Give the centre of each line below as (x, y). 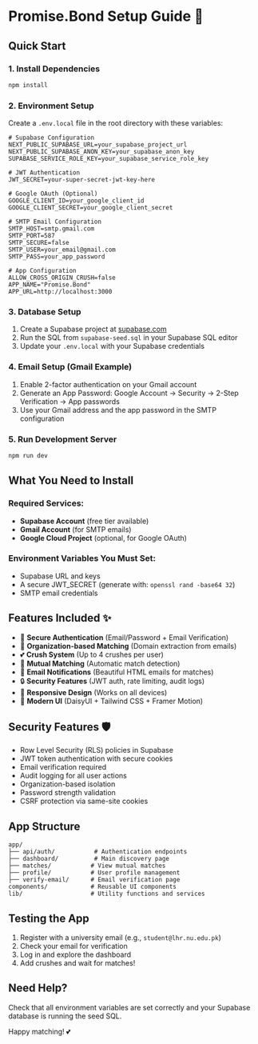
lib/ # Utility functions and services (107, 894)
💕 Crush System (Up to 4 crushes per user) (91, 654)
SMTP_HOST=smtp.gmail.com (51, 229)
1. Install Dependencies (54, 69)
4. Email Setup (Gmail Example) (70, 367)
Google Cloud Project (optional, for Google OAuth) (103, 538)
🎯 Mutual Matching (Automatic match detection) (100, 663)
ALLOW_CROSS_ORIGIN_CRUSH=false (62, 278)
